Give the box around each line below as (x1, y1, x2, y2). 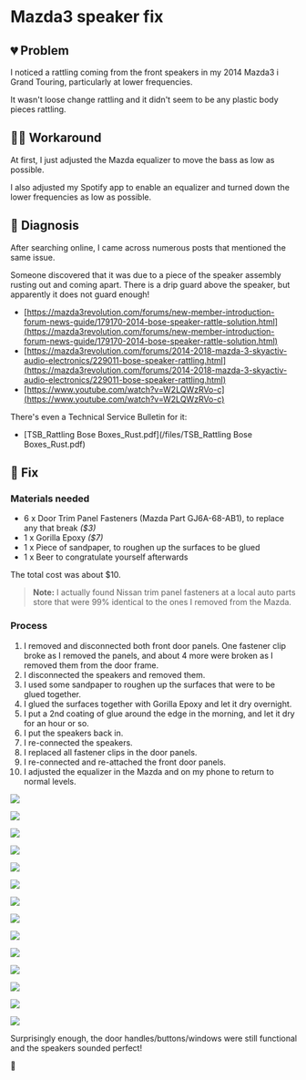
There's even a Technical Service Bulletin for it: (10, 411, 188, 422)
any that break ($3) (23, 522, 97, 534)
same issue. (10, 252, 56, 262)
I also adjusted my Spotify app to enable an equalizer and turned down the (10, 181, 291, 192)
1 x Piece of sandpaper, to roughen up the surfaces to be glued (23, 542, 260, 553)
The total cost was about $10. (10, 570, 121, 581)
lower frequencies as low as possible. (10, 191, 152, 202)
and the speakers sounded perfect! (10, 1042, 143, 1054)
